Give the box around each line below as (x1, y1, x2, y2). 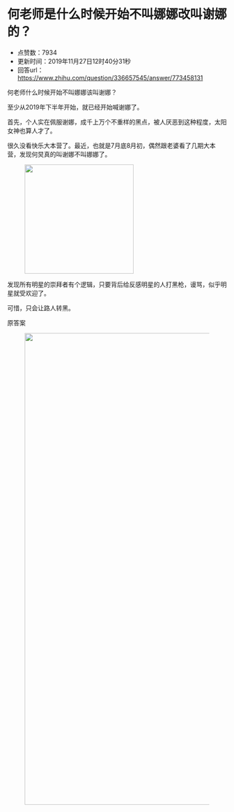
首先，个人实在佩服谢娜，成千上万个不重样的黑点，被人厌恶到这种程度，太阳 (7, 117, 227, 126)
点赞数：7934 (17, 48, 57, 57)
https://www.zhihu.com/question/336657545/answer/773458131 (17, 73, 203, 82)
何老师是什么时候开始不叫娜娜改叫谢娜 (7, 6, 228, 22)
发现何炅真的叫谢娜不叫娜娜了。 (19, 150, 111, 158)
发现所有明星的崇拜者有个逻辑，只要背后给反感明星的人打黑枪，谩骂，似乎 (7, 280, 221, 289)
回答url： (17, 66, 44, 74)
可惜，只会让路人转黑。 (7, 303, 75, 312)
